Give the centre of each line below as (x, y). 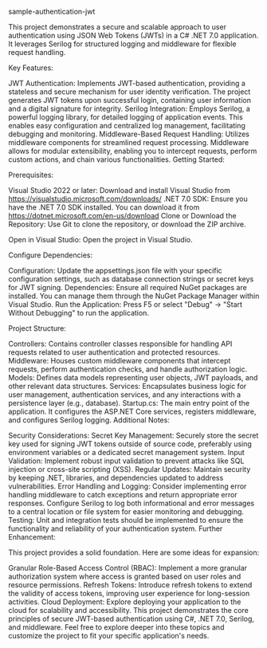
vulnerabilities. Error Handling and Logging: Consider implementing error (128, 486)
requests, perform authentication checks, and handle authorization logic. (128, 369)
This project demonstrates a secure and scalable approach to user (118, 27)
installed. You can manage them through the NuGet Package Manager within (134, 296)
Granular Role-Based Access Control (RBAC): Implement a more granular (128, 568)
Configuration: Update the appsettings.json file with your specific (116, 271)
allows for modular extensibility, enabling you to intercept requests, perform (133, 151)
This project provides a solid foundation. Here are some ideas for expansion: (134, 552)
